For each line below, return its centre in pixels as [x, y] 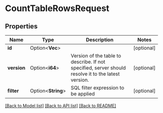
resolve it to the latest [95, 74]
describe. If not [88, 62]
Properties [21, 26]
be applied [83, 94]
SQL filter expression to [98, 88]
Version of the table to [96, 56]
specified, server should [98, 68]
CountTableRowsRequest [57, 8]
